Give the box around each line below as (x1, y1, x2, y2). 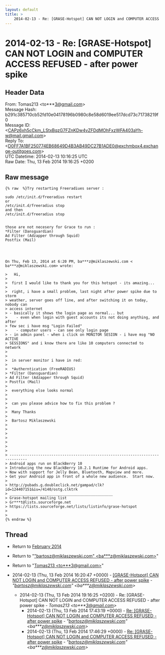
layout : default (5, 7, 38, 12)
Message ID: (5, 122, 31, 128)
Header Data (5, 88, 45, 96)
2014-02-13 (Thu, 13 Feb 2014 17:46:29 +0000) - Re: (27, 628, 134, 634)
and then (5, 207, 23, 213)
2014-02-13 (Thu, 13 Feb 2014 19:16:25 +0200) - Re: (19, 592, 126, 598)
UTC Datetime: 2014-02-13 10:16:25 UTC (5, 153, 87, 160)
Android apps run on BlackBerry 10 (9, 461, 82, 466)
